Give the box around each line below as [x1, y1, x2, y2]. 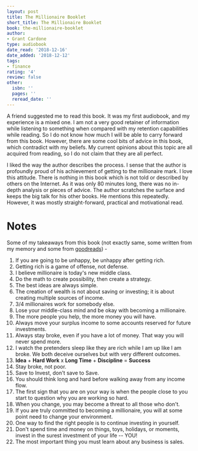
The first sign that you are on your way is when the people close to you [15, 388, 188, 395]
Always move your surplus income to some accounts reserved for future [15, 319, 191, 326]
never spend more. [15, 338, 61, 345]
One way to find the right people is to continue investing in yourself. [15, 419, 180, 426]
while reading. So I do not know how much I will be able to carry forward [6, 131, 183, 138]
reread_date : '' [12, 96, 52, 102]
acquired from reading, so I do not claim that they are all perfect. [6, 150, 164, 157]
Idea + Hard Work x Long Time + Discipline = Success [15, 357, 151, 364]
